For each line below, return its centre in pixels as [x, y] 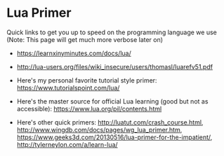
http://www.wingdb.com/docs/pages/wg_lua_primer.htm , [99, 129]
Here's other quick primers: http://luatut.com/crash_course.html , [110, 122]
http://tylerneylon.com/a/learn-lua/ [67, 144]
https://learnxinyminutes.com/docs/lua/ [74, 53]
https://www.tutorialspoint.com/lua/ [68, 87]
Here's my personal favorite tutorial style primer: [87, 80]
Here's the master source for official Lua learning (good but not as [112, 101]
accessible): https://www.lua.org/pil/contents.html [89, 108]
